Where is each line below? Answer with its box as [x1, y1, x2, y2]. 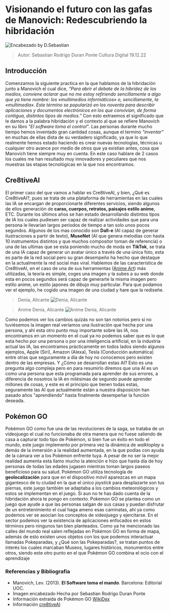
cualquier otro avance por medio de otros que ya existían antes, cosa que [5, 145, 159, 151]
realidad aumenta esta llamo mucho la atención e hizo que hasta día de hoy [5, 458, 163, 464]
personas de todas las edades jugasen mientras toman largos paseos [5, 463, 151, 470]
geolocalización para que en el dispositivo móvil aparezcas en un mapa [5, 474, 156, 480]
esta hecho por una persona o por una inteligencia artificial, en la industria [5, 338, 161, 344]
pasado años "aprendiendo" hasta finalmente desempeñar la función [5, 392, 150, 398]
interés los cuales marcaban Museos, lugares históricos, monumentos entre [5, 544, 164, 550]
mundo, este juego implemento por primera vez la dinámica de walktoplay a [5, 442, 164, 448]
